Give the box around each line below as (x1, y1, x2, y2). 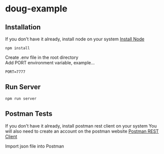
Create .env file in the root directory (5, 54, 79, 60)
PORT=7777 (5, 69, 26, 74)
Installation (5, 23, 41, 31)
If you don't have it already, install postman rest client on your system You (5, 123, 157, 129)
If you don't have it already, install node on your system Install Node (5, 36, 145, 42)
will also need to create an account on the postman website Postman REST (5, 128, 159, 134)
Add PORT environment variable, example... (5, 60, 95, 65)
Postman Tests (5, 110, 53, 118)
